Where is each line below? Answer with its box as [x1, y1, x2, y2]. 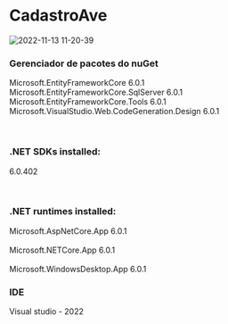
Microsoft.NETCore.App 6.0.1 [9, 245, 116, 255]
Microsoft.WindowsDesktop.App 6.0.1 [9, 263, 147, 274]
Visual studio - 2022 [9, 306, 85, 317]
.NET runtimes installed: [9, 205, 117, 218]
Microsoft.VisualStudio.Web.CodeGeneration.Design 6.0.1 [9, 106, 220, 117]
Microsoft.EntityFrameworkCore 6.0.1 [9, 78, 145, 88]
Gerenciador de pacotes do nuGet [9, 57, 159, 70]
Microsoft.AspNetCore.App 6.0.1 [9, 225, 127, 237]
